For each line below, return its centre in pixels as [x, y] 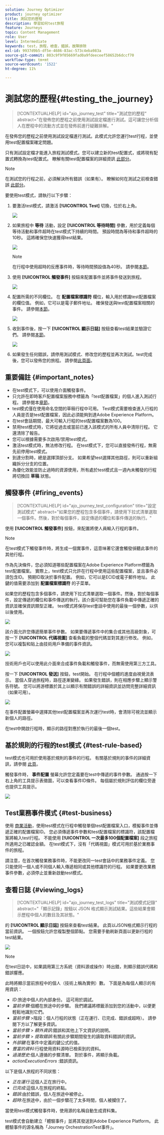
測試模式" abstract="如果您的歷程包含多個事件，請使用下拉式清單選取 [87, 512]
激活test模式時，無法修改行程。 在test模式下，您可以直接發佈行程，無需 [84, 445]
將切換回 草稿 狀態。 [33, 476]
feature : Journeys [24, 28]
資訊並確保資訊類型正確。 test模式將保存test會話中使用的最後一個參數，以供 [82, 605]
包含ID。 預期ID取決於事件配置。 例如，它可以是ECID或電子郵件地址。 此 [82, 577]
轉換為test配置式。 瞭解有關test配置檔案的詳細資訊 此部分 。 [74, 159]
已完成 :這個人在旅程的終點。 [41, 1088]
